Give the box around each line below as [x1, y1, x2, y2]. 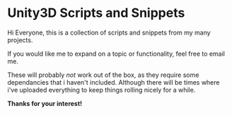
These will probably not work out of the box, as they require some [7, 71, 199, 79]
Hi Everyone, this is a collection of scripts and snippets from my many [7, 28, 211, 37]
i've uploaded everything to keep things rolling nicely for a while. [7, 85, 196, 94]
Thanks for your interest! [7, 99, 83, 107]
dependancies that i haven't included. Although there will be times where [7, 78, 220, 86]
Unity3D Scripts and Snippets [7, 5, 185, 21]
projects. [7, 35, 33, 44]
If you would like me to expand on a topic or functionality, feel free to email [7, 49, 225, 58]
